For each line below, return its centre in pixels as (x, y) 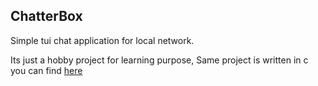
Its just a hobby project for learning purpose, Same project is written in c (159, 60)
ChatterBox (46, 16)
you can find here (46, 70)
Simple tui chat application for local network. (102, 40)
